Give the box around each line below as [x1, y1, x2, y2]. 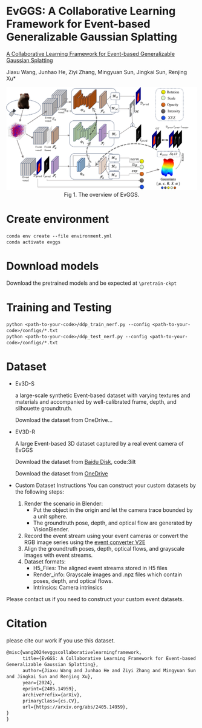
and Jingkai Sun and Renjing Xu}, [6, 673, 94, 679]
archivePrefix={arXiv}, [22, 692, 83, 698]
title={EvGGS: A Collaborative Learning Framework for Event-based [22, 655, 197, 661]
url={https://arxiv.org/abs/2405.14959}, [22, 704, 129, 710]
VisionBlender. [33, 525, 70, 532]
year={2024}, [22, 679, 56, 685]
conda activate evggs [6, 239, 61, 245]
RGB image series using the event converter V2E [24, 539, 146, 546]
